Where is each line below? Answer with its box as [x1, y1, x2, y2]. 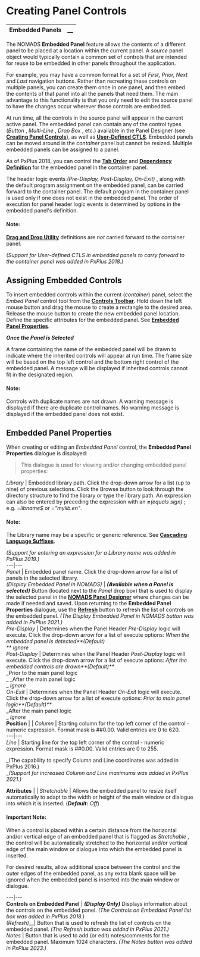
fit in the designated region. [6, 371, 74, 378]
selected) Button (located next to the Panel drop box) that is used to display [6, 587, 193, 595]
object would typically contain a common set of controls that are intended [6, 53, 187, 60]
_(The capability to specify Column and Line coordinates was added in [6, 757, 179, 764]
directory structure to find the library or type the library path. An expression [6, 492, 192, 499]
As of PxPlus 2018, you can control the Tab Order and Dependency [6, 157, 172, 164]
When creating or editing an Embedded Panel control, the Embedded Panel [6, 443, 192, 451]
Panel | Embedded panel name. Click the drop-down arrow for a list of [6, 568, 179, 576]
